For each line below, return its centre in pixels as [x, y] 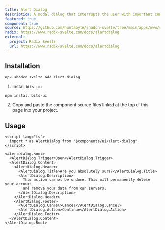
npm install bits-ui [26, 96]
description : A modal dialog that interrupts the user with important [79, 14]
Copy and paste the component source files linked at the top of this [80, 105]
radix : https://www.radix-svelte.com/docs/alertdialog [62, 32]
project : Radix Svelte [33, 42]
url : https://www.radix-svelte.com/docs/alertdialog [65, 46]
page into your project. [35, 110]
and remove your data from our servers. [65, 188]
